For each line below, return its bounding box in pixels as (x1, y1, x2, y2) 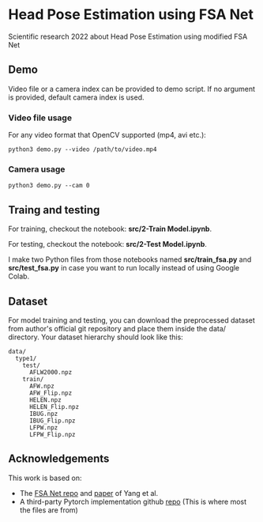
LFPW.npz (28, 423, 58, 432)
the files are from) (19, 505, 79, 515)
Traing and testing (8, 203, 100, 217)
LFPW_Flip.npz (28, 430, 77, 438)
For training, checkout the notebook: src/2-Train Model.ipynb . (8, 224, 212, 234)
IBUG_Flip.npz (28, 417, 77, 425)
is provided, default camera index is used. (8, 93, 145, 102)
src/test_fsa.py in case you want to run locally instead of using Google (8, 263, 240, 273)
